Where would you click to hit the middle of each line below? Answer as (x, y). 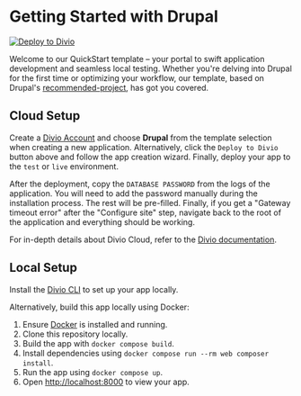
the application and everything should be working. (102, 221)
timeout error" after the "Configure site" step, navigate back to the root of (145, 212)
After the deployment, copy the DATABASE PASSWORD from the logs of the (140, 184)
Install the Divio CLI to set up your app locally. (94, 289)
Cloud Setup (45, 116)
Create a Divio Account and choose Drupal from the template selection (141, 138)
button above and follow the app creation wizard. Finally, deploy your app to (150, 157)
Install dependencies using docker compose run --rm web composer (146, 353)
